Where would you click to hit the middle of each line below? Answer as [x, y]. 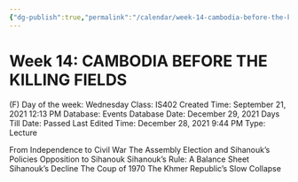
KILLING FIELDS [68, 80]
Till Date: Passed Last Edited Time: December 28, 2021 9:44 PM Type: [137, 123]
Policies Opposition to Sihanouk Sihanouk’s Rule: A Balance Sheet [129, 159]
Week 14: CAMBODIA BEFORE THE [138, 61]
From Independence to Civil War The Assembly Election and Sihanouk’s [140, 149]
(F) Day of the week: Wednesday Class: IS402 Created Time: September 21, [148, 104]
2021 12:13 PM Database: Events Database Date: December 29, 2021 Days [145, 114]
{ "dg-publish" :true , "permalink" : [71, 17]
